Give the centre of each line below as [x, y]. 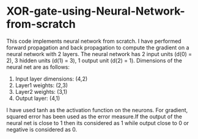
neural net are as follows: [38, 67]
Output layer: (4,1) [38, 98]
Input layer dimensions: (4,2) [51, 79]
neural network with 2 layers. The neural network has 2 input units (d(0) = [99, 54]
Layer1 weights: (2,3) [42, 85]
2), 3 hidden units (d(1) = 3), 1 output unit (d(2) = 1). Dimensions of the [94, 60]
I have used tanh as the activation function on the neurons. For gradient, [97, 110]
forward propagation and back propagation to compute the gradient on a [98, 48]
